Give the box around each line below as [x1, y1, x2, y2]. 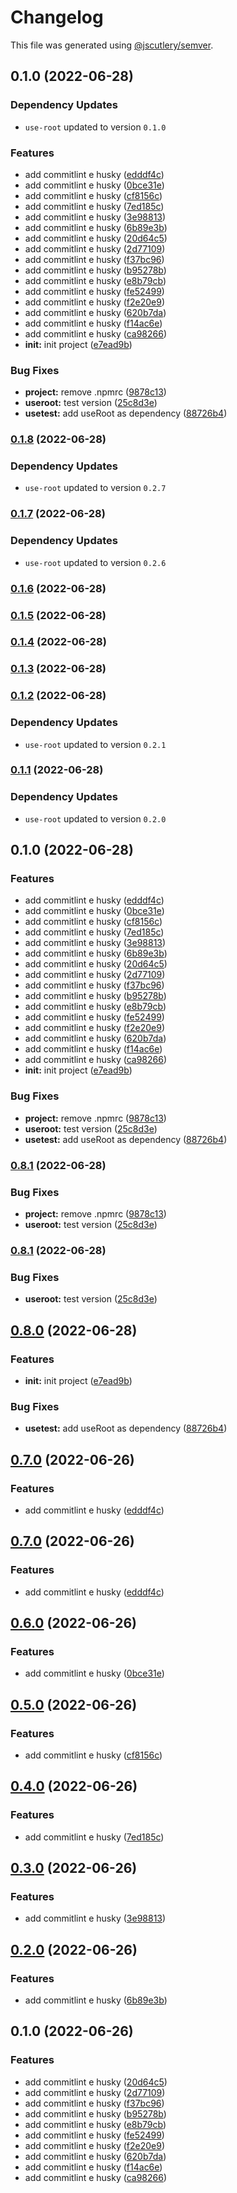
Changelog [10, 6, 104, 29]
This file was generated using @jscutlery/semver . [10, 39, 214, 51]
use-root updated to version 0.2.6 [24, 556, 167, 568]
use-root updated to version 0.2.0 [24, 812, 167, 825]
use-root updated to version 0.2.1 [24, 738, 167, 750]
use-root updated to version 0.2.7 [24, 482, 167, 494]
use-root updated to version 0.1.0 [24, 121, 167, 133]
